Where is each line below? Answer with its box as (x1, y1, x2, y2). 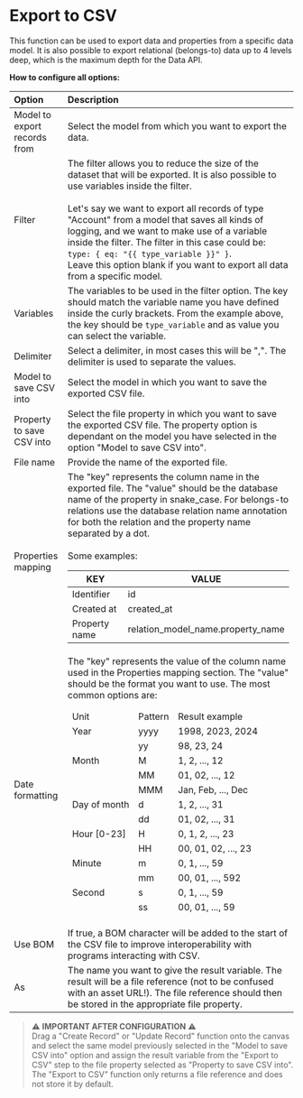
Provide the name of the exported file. (67, 456, 228, 468)
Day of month (71, 798, 130, 810)
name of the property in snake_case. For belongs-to (67, 493, 289, 505)
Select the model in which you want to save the (67, 375, 268, 388)
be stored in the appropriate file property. (67, 998, 243, 1010)
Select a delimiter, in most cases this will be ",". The (67, 344, 287, 356)
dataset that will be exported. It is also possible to (67, 168, 277, 180)
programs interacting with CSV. (67, 949, 200, 962)
